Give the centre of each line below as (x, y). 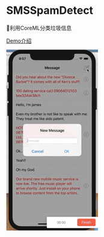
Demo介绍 (19, 40)
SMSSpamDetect (50, 11)
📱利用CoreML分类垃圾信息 (39, 28)
